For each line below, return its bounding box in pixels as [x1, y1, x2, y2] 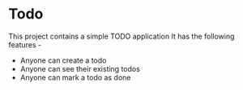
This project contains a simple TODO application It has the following [8, 31, 235, 41]
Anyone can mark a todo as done [19, 72, 131, 82]
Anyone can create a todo [19, 55, 107, 65]
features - [8, 39, 42, 49]
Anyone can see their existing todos [19, 63, 140, 73]
